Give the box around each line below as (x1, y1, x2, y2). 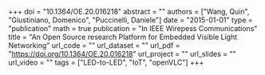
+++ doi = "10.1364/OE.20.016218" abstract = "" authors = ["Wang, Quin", (8, 7, 250, 16)
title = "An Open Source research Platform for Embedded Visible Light (8, 32, 238, 41)
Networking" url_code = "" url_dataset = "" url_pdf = (8, 41, 181, 50)
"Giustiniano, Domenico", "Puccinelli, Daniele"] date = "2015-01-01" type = (8, 15, 253, 25)
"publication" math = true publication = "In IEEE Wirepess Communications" (8, 24, 258, 33)
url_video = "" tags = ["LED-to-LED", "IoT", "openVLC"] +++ (8, 57, 204, 67)
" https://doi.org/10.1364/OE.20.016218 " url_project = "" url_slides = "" (8, 49, 237, 58)
